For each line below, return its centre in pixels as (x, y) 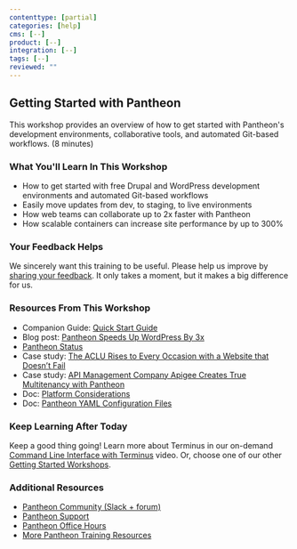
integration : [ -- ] (43, 51)
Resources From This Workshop (80, 308)
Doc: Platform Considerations (76, 393)
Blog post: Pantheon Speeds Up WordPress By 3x (113, 337)
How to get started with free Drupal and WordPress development (141, 186)
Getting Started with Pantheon (95, 103)
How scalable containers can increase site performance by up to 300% (153, 223)
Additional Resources (56, 488)
